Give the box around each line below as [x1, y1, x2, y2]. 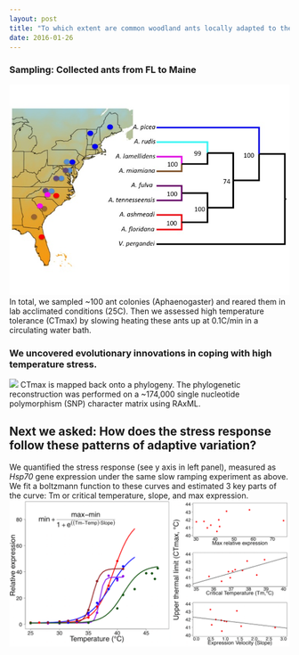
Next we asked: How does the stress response [9, 424, 271, 439]
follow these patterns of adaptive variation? [9, 438, 257, 454]
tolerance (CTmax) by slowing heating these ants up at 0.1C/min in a [9, 315, 259, 325]
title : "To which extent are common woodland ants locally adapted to [9, 23, 277, 33]
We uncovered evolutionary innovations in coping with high [9, 347, 272, 359]
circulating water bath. [9, 324, 92, 335]
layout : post [9, 14, 58, 23]
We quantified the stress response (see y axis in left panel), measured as [9, 462, 277, 472]
